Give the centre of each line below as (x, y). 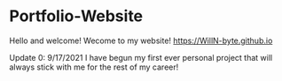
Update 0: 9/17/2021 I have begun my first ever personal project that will (141, 57)
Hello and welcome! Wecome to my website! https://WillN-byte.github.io (141, 40)
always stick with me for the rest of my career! (94, 67)
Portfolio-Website (76, 16)
